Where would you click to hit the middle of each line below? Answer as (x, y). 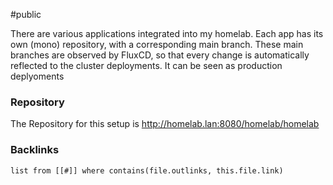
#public (26, 14)
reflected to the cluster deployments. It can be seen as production (146, 65)
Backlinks (35, 150)
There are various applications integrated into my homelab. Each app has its (167, 33)
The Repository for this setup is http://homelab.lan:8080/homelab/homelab (165, 124)
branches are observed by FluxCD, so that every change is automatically (160, 55)
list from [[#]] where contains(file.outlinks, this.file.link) (147, 170)
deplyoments (37, 76)
